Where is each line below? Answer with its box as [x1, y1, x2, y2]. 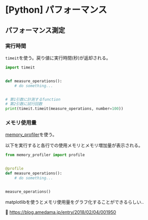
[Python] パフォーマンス [5, 4, 107, 16]
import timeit [5, 65, 35, 70]
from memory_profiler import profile [5, 153, 85, 158]
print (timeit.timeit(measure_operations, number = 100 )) [5, 106, 124, 112]
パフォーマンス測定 [5, 26, 65, 34]
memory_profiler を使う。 [5, 132, 57, 138]
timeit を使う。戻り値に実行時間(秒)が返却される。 [5, 55, 111, 61]
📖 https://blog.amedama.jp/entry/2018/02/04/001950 [5, 209, 117, 215]
